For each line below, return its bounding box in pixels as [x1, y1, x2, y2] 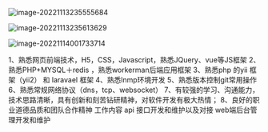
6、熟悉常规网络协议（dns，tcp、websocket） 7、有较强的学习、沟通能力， [8, 85, 260, 94]
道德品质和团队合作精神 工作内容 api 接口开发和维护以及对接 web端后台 [14, 105, 250, 114]
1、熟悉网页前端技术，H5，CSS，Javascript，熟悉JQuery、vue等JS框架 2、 [8, 55, 261, 64]
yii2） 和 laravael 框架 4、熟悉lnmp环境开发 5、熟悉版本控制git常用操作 [22, 75, 258, 84]
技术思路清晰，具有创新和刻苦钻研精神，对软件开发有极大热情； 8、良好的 [8, 95, 254, 104]
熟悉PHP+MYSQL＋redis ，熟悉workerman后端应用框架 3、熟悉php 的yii [8, 65, 248, 74]
